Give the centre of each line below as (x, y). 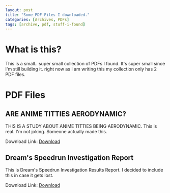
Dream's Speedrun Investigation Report (69, 158)
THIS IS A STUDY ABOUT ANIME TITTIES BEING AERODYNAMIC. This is (81, 126)
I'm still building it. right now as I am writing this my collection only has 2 (81, 69)
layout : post (19, 10)
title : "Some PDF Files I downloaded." (48, 15)
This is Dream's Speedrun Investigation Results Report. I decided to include (84, 170)
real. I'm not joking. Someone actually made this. (56, 132)
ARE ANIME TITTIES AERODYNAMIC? (66, 114)
